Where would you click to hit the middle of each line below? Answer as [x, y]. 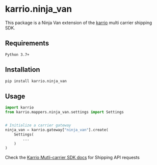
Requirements [27, 43]
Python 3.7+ [17, 55]
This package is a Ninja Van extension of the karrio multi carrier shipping [78, 23]
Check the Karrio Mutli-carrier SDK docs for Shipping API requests [72, 158]
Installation [23, 70]
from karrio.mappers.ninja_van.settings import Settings [65, 112]
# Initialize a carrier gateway [38, 125]
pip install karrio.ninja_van [36, 81]
